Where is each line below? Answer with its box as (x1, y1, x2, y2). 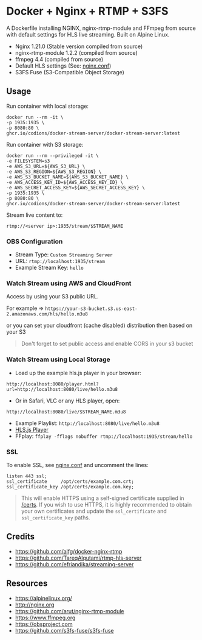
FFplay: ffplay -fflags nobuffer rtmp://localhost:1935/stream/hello (15, 432, 193, 440)
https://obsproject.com (15, 620, 73, 628)
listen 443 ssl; (6, 473, 47, 479)
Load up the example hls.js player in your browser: (15, 369, 141, 376)
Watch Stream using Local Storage (6, 355, 110, 364)
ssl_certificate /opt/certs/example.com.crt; (6, 478, 135, 485)
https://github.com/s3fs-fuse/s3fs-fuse (15, 627, 114, 634)
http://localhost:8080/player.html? (6, 381, 99, 387)
